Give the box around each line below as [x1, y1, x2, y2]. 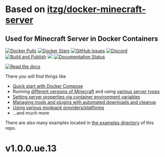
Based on [5, 4, 45, 15]
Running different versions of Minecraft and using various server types [12, 88, 160, 94]
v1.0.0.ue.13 [5, 143, 57, 154]
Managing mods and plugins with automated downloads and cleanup [12, 99, 156, 105]
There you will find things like [5, 73, 67, 79]
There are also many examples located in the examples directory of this [5, 120, 154, 126]
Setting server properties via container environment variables [12, 94, 140, 99]
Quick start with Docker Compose [12, 83, 83, 89]
